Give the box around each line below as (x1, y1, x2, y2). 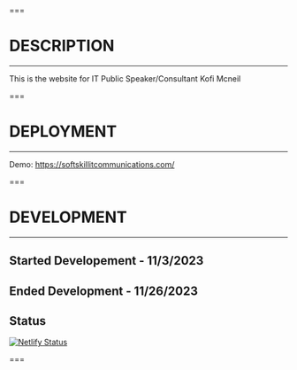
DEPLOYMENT (9, 121, 118, 142)
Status (9, 313, 47, 328)
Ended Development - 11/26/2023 (9, 283, 199, 298)
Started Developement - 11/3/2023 (9, 253, 204, 268)
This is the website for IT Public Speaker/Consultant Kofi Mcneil (9, 73, 241, 84)
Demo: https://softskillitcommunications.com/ (9, 158, 175, 169)
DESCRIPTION (9, 36, 115, 56)
